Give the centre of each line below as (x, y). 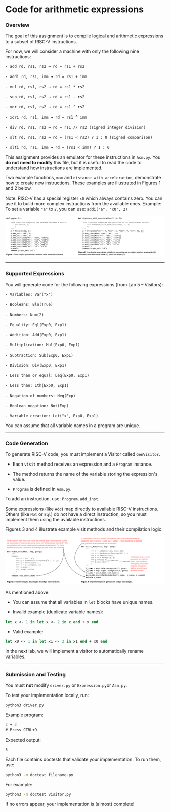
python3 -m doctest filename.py (39, 775)
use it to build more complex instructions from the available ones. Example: (83, 204)
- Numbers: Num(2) (25, 315)
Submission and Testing (35, 674)
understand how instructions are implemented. (54, 168)
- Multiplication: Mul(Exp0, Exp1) (43, 345)
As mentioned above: (27, 592)
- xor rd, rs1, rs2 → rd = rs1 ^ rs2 (45, 107)
